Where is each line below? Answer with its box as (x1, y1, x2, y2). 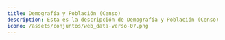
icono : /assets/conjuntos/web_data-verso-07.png (7, 22, 149, 29)
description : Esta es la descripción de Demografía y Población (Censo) (7, 16, 220, 23)
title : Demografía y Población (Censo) (7, 9, 121, 17)
